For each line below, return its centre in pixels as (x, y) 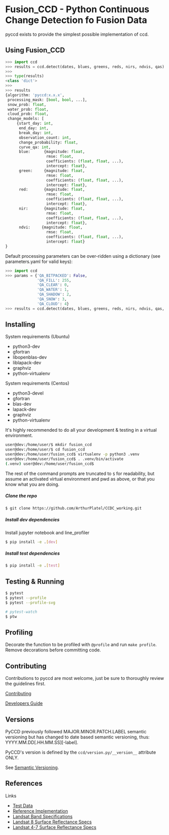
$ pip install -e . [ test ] (32, 565)
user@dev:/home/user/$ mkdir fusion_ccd (49, 445)
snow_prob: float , (27, 105)
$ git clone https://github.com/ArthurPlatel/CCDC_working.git (74, 508)
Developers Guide (24, 703)
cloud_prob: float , (28, 114)
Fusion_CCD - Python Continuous (77, 9)
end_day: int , (34, 128)
